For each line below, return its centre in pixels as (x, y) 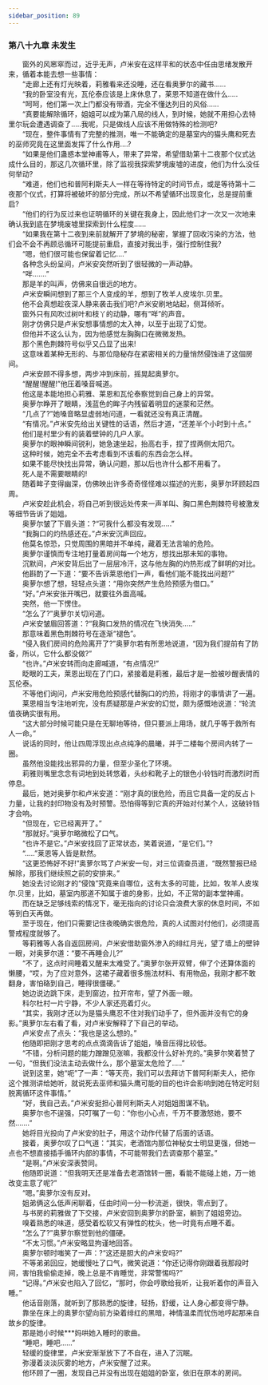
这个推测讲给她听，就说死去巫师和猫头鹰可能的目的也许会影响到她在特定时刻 (134, 1083)
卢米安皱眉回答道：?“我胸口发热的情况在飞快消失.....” (108, 623)
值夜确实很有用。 (36, 713)
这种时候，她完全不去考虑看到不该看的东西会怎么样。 (109, 453)
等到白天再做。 (33, 913)
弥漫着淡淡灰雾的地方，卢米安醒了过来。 (89, 1363)
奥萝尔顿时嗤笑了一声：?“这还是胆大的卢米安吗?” (102, 1252)
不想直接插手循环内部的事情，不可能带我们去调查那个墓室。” (120, 1152)
